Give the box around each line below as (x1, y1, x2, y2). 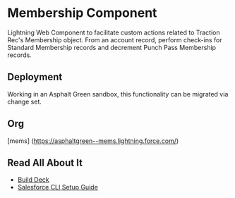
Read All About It (7, 156, 83, 168)
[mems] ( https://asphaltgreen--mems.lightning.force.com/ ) (7, 136, 179, 145)
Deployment (7, 71, 63, 83)
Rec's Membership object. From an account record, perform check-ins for (7, 35, 222, 44)
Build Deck (17, 175, 49, 184)
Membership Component (7, 5, 157, 21)
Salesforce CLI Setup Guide (17, 183, 99, 192)
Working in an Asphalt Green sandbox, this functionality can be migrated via (7, 89, 229, 98)
